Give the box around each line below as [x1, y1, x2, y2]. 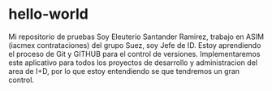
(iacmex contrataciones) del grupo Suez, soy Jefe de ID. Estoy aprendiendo [8, 40, 261, 50]
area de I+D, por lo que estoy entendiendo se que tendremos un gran [8, 66, 240, 76]
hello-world [8, 5, 89, 24]
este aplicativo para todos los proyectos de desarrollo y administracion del [8, 58, 258, 67]
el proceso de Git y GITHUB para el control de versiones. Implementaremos [8, 49, 261, 58]
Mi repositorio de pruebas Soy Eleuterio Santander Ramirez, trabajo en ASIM [8, 32, 265, 41]
